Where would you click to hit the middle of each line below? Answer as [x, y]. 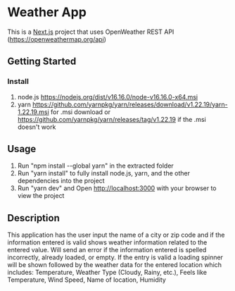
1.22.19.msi [33, 112]
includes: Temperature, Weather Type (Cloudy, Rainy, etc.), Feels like [107, 273]
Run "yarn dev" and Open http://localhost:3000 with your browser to [117, 188]
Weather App [47, 12]
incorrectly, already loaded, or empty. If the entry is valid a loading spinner [115, 257]
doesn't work [37, 127]
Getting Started [42, 62]
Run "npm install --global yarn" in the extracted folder [95, 166]
